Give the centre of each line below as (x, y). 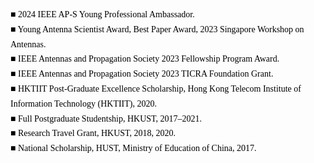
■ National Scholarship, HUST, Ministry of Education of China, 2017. (133, 148)
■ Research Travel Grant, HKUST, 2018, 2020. (93, 133)
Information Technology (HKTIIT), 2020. (83, 103)
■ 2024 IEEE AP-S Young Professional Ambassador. (102, 14)
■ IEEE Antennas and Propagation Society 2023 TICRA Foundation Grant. (142, 74)
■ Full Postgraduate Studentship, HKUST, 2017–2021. (106, 118)
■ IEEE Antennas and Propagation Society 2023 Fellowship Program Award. (145, 59)
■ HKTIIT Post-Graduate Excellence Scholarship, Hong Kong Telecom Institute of (156, 88)
